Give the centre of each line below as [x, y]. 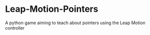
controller [15, 28]
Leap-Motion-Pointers [52, 9]
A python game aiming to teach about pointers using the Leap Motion [75, 23]
